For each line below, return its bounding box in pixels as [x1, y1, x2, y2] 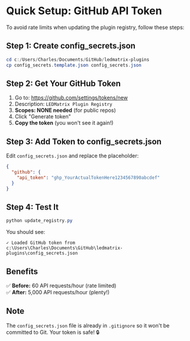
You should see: [6, 229, 46, 236]
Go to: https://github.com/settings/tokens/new [14, 94, 128, 101]
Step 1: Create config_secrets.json [6, 41, 136, 51]
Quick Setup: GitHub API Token [6, 4, 162, 18]
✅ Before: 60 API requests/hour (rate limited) [6, 282, 117, 289]
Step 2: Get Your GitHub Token [6, 78, 121, 88]
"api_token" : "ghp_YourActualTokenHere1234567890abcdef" [17, 175, 160, 181]
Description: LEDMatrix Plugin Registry [14, 101, 112, 108]
